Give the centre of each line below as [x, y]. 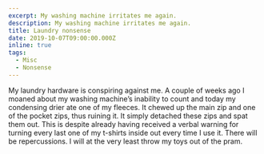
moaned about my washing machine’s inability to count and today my [122, 99]
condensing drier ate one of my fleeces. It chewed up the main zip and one [132, 107]
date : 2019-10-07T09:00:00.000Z [62, 38]
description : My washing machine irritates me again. [100, 23]
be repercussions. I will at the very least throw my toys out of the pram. [125, 141]
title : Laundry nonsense [50, 30]
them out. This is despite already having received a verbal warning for [124, 124]
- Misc [26, 61]
